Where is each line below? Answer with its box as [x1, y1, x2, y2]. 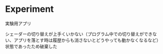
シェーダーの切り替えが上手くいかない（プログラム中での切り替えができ [5, 31, 153, 37]
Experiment [5, 3, 54, 15]
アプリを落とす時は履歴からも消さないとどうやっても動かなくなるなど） [13, 37, 161, 43]
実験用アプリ [5, 20, 31, 26]
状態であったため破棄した [5, 43, 57, 49]
